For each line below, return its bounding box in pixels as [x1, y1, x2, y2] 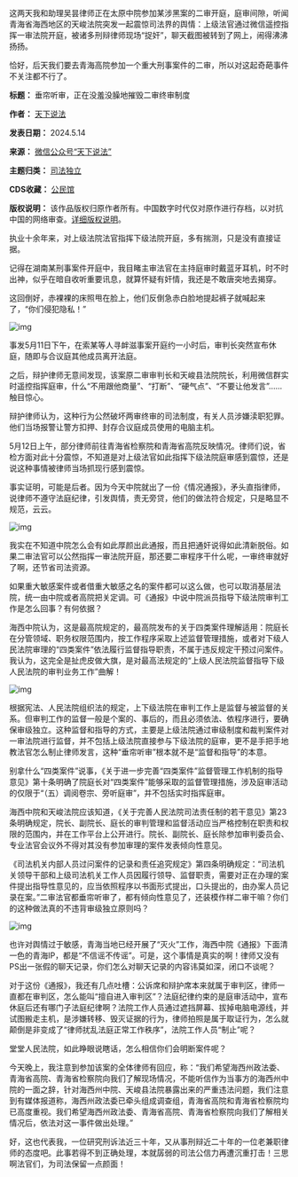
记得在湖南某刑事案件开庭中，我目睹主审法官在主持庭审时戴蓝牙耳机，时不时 [9, 263, 289, 273]
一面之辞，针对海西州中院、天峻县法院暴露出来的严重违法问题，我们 [24, 1085, 273, 1095]
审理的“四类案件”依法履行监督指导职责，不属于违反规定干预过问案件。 [32, 644, 288, 655]
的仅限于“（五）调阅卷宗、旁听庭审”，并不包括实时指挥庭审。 [9, 788, 231, 798]
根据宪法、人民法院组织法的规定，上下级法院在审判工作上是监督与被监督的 [9, 702, 281, 712]
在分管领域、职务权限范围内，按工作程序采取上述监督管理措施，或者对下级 [9, 633, 281, 643]
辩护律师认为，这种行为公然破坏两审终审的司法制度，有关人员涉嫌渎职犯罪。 [9, 411, 289, 421]
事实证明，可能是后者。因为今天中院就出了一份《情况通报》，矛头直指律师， [9, 482, 286, 492]
